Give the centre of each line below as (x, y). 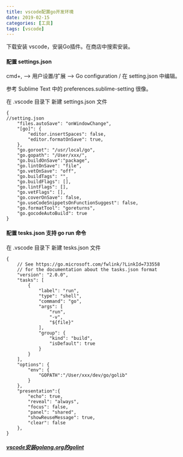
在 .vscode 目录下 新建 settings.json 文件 (57, 102)
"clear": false (47, 423)
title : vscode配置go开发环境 (40, 12)
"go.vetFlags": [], (42, 193)
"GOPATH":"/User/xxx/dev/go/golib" (83, 375)
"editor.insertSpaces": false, (67, 134)
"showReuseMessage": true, (62, 417)
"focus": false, (48, 407)
